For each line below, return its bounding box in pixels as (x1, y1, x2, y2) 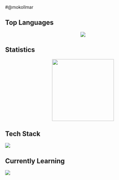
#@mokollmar (5, 4, 34, 10)
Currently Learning (5, 157, 65, 165)
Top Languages (5, 18, 54, 27)
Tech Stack (5, 130, 40, 138)
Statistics (5, 45, 36, 54)
